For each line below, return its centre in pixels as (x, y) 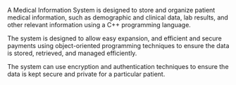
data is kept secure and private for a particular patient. (86, 74)
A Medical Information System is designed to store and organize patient (111, 10)
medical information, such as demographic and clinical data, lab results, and (118, 17)
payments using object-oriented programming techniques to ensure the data (118, 46)
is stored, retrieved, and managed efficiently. (72, 53)
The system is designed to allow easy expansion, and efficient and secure (114, 38)
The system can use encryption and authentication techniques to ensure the (118, 67)
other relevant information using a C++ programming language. (99, 25)
